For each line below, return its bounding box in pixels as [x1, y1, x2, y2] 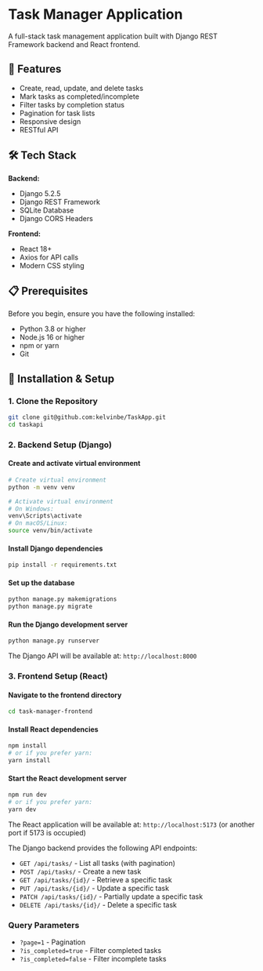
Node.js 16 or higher [19, 333, 85, 342]
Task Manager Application [8, 5, 183, 24]
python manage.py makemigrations [8, 595, 117, 603]
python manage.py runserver [8, 637, 100, 645]
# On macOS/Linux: [8, 519, 68, 527]
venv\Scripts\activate [8, 512, 82, 520]
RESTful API [19, 125, 59, 134]
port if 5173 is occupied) [8, 827, 86, 837]
